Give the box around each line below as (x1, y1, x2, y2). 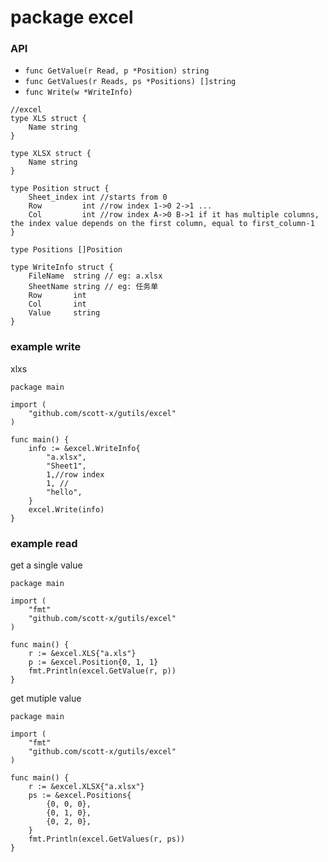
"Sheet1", (46, 461, 87, 471)
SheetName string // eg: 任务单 (28, 282, 159, 292)
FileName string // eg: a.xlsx (28, 271, 163, 281)
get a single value (10, 559, 83, 571)
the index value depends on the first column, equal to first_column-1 (10, 219, 315, 229)
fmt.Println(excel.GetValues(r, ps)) (28, 834, 186, 845)
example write (10, 340, 82, 354)
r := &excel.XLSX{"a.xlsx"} (28, 782, 145, 792)
